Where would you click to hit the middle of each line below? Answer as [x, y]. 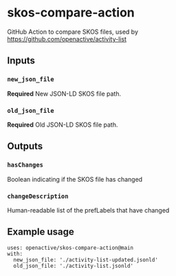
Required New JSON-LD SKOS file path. [64, 94]
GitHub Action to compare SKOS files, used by [73, 32]
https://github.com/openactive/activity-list [67, 39]
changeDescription [38, 196]
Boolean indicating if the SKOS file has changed [75, 179]
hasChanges [25, 165]
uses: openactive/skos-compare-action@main [70, 248]
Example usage [41, 232]
